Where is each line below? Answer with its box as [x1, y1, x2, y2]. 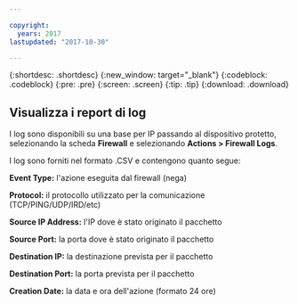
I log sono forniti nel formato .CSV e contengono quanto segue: [9, 155, 241, 166]
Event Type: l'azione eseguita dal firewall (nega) [9, 173, 187, 184]
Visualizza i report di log [9, 104, 147, 120]
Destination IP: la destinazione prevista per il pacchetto [9, 251, 213, 262]
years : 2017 [17, 29, 62, 38]
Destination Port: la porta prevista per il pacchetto [9, 268, 195, 279]
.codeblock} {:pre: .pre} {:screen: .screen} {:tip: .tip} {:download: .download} [9, 79, 289, 90]
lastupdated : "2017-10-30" [9, 37, 109, 46]
